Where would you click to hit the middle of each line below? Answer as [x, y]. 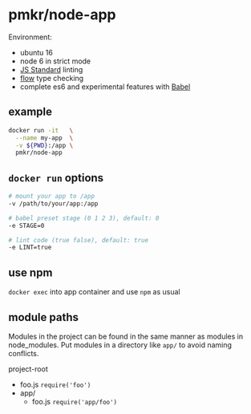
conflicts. [24, 353]
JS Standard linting [51, 69]
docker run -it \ [41, 130]
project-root [28, 369]
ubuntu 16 [36, 52]
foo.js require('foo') [55, 384]
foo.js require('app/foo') [75, 401]
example [30, 112]
